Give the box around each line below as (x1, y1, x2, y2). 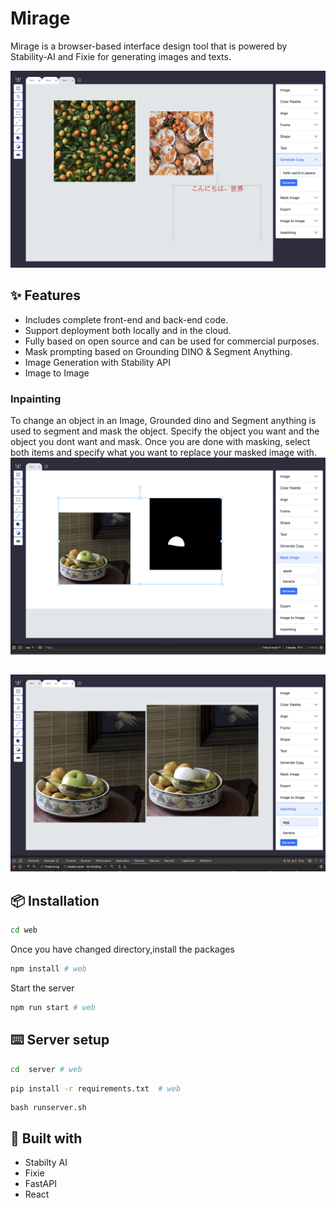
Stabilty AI (24, 1157, 68, 1169)
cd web (10, 925, 38, 936)
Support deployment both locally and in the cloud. (24, 324, 232, 336)
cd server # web (10, 1064, 83, 1074)
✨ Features (10, 287, 81, 304)
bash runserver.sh (10, 1103, 87, 1113)
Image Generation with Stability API (24, 356, 172, 368)
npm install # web (10, 964, 87, 974)
